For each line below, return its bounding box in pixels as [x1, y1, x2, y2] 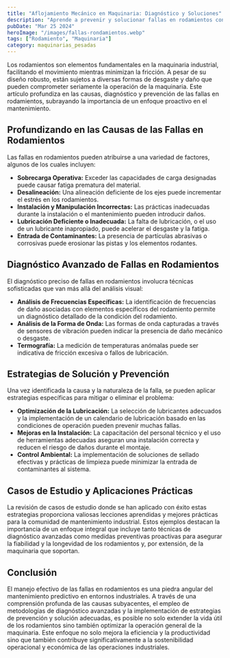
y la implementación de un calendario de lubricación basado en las [16, 414, 206, 422]
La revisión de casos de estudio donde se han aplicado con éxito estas [7, 503, 207, 511]
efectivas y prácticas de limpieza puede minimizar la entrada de [16, 458, 197, 466]
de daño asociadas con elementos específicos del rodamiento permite [16, 305, 216, 313]
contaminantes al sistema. [16, 465, 91, 473]
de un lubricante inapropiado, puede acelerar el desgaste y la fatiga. [16, 224, 210, 233]
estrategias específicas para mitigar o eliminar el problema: [7, 394, 175, 402]
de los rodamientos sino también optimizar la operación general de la [7, 621, 202, 630]
